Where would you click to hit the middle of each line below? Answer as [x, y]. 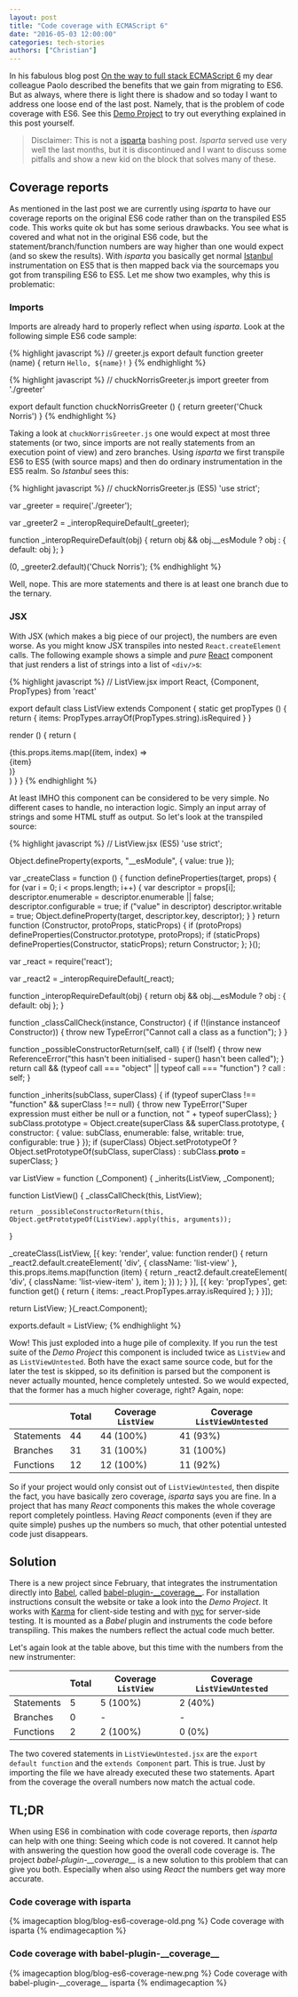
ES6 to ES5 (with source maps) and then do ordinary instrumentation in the [146, 462]
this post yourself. [42, 123]
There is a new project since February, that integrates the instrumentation [143, 1583]
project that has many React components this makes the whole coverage [142, 1505]
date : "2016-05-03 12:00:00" [63, 34]
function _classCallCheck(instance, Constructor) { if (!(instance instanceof [145, 1022]
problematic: [32, 284]
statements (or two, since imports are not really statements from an [132, 443]
